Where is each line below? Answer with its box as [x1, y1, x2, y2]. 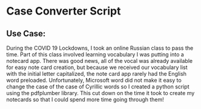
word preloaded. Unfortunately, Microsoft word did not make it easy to [6, 77, 182, 84]
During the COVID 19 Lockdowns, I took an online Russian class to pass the [6, 44, 194, 51]
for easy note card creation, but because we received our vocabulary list [6, 64, 188, 71]
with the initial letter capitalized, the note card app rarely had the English [6, 70, 186, 77]
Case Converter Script [6, 4, 121, 18]
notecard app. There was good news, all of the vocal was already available [6, 58, 193, 64]
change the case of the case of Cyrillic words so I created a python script [6, 83, 189, 90]
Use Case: [6, 28, 46, 39]
